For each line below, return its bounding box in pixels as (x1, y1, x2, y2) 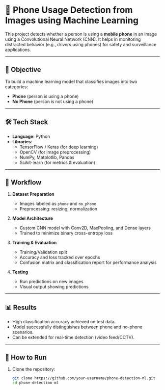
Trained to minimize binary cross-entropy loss (19, 230, 113, 236)
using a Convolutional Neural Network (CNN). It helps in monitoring (5, 36, 141, 42)
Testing (12, 269, 28, 275)
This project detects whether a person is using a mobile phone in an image (5, 31, 157, 37)
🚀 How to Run (5, 353, 47, 362)
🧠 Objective (5, 66, 41, 74)
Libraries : (12, 138, 32, 144)
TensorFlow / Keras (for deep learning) (19, 144, 98, 150)
